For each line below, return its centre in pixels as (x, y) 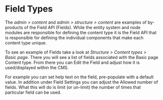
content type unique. (26, 43)
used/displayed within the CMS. (37, 67)
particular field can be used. (33, 92)
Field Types (29, 9)
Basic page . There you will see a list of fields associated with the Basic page (82, 57)
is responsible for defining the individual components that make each (74, 38)
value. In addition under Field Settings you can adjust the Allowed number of (81, 82)
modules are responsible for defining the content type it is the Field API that (81, 32)
